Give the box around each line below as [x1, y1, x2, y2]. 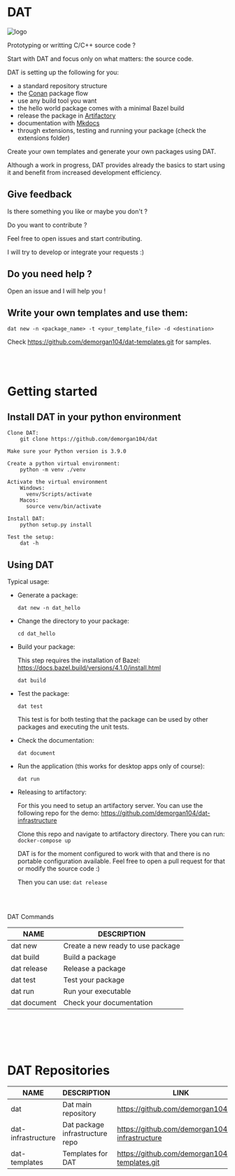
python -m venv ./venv [20, 466, 86, 473]
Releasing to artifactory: [17, 788, 87, 797]
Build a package [63, 953, 117, 962]
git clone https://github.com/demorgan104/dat [20, 435, 158, 443]
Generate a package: [17, 591, 78, 599]
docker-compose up [17, 837, 71, 844]
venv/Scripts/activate [25, 491, 92, 498]
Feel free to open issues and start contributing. [7, 234, 143, 242]
